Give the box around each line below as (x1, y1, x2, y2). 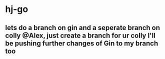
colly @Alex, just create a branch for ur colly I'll (5, 31, 156, 39)
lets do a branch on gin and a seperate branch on (5, 23, 160, 32)
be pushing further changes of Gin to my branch (5, 39, 158, 47)
